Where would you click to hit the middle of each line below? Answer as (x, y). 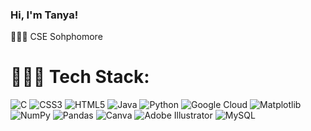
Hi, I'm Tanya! (44, 15)
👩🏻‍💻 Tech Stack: (80, 77)
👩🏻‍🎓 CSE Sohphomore (56, 37)
